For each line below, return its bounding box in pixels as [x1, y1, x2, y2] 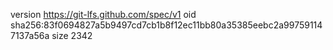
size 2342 [51, 30, 93, 41]
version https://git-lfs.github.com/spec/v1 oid [10, 9, 197, 20]
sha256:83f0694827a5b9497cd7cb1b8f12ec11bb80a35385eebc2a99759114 [10, 19, 323, 31]
